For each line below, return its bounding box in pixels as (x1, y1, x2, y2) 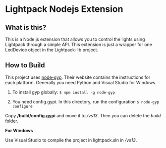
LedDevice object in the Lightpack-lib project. (5, 47, 98, 52)
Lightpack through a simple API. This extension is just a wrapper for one (5, 42, 153, 48)
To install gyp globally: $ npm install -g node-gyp (12, 89, 115, 95)
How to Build (5, 61, 46, 70)
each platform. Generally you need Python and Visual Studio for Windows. (5, 79, 157, 85)
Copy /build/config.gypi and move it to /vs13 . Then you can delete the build (5, 112, 161, 118)
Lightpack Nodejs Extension (5, 3, 123, 15)
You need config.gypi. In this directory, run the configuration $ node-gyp (12, 99, 160, 104)
